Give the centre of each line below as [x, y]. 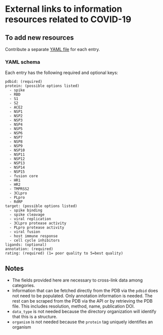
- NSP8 [16, 142]
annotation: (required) [29, 249]
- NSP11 [17, 155]
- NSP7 [16, 138]
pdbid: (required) [24, 82]
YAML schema [23, 62]
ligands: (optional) [26, 245]
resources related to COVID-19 [68, 19]
